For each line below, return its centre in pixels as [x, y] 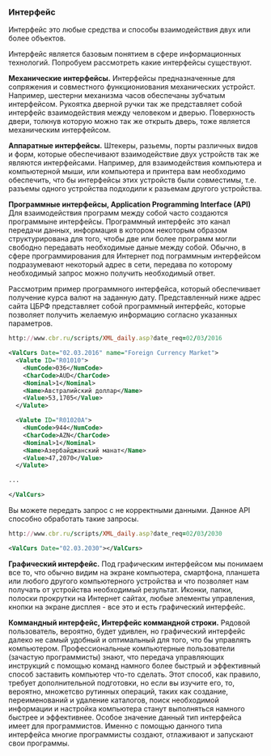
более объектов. [37, 38]
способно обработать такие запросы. [74, 519]
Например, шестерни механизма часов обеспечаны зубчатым [117, 96]
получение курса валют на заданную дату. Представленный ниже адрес [135, 297]
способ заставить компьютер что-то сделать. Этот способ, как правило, [135, 674]
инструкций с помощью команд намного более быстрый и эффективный [135, 665]
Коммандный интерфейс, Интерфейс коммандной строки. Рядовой [129, 622]
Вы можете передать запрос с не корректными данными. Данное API [129, 510]
